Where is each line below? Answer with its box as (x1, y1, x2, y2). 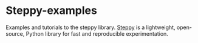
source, (5, 30, 25, 37)
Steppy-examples (5, 4, 98, 18)
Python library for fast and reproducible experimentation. (26, 30, 168, 37)
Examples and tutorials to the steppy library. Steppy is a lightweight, (5, 24, 176, 31)
